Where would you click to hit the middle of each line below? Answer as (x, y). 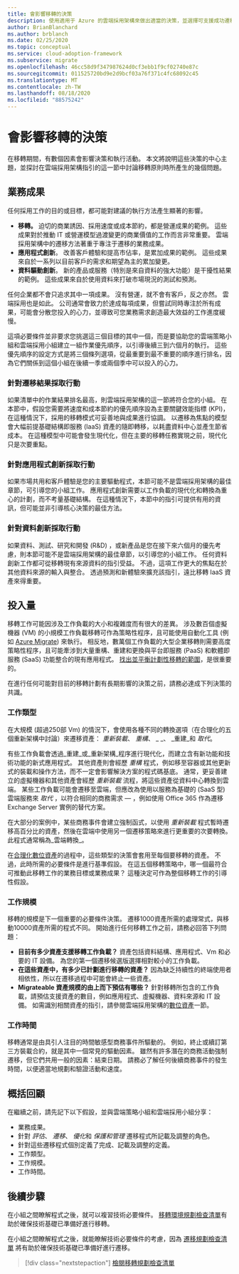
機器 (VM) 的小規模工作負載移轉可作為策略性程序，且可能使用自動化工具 (113, 633)
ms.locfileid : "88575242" (46, 100)
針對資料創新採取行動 (44, 528)
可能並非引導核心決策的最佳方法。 (76, 508)
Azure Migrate (36, 642)
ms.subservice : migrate (43, 61)
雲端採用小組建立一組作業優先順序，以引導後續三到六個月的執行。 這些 (123, 345)
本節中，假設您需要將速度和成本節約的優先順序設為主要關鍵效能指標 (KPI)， (118, 409)
